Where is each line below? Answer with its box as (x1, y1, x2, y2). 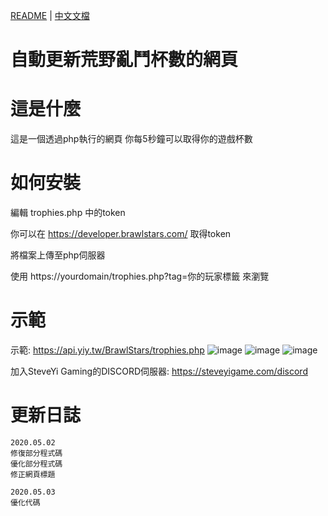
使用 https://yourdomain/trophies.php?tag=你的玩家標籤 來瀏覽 (10, 270, 270, 283)
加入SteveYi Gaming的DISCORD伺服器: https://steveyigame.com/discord (10, 365, 308, 377)
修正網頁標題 (10, 469, 56, 479)
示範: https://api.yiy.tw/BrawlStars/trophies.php (10, 344, 205, 356)
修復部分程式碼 (10, 448, 63, 458)
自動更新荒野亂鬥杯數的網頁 (10, 49, 239, 71)
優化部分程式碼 (10, 459, 63, 469)
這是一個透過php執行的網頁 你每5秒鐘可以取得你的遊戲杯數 (10, 133, 253, 145)
